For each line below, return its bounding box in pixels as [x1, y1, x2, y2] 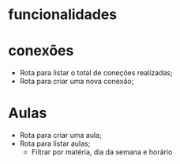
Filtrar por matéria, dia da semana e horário [31, 147, 173, 157]
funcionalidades [8, 6, 118, 24]
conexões [8, 42, 74, 60]
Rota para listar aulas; [19, 139, 91, 148]
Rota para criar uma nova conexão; [19, 77, 134, 86]
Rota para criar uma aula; [19, 131, 102, 140]
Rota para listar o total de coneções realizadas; [19, 68, 173, 78]
